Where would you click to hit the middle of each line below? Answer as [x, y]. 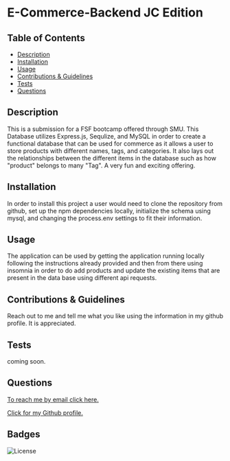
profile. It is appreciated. [42, 323]
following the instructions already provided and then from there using [105, 263]
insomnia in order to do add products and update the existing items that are [114, 271]
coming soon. [26, 362]
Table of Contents [46, 38]
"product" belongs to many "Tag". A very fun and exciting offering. [101, 165]
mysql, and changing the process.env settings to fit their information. [105, 218]
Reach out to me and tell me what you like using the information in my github [115, 316]
